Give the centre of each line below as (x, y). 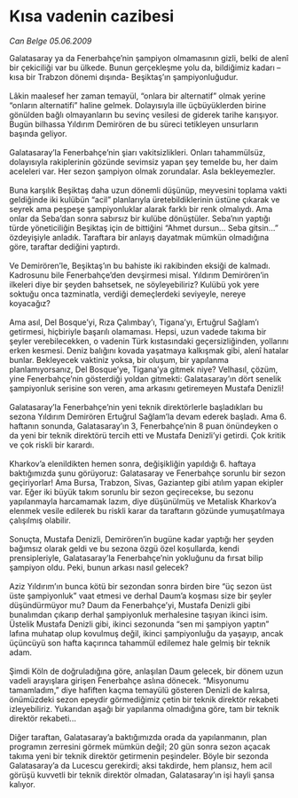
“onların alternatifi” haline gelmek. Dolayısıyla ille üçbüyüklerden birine (138, 105)
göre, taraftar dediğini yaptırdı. (65, 247)
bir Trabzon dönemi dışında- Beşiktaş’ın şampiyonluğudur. (132, 76)
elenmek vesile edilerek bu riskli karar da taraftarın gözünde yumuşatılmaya (147, 510)
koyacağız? (30, 303)
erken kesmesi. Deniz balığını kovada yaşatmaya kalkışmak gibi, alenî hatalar (149, 350)
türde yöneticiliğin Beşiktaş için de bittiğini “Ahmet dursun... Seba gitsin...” (144, 227)
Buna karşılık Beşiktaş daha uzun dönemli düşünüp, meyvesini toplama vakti (148, 190)
